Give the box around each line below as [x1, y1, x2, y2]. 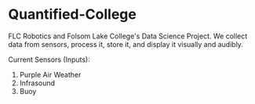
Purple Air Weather [19, 70, 82, 79]
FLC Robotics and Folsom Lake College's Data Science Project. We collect [8, 31, 248, 41]
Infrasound [19, 78, 56, 88]
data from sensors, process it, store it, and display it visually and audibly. [8, 39, 243, 48]
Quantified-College [8, 5, 137, 23]
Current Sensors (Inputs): [8, 55, 90, 64]
